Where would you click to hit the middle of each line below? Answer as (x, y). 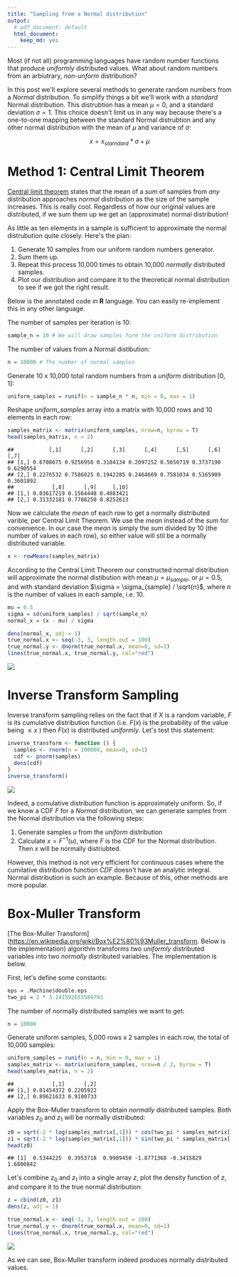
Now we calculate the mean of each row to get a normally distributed (108, 513)
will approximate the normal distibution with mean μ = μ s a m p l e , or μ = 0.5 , (115, 578)
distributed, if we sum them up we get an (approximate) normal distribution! (118, 214)
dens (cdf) (28, 763)
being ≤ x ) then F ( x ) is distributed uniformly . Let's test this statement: (111, 730)
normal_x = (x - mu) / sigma (51, 620)
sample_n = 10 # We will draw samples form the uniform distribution (113, 335)
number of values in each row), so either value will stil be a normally (107, 536)
